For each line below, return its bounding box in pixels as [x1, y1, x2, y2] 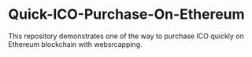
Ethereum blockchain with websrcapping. [8, 39, 143, 48]
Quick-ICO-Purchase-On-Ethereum [8, 5, 246, 23]
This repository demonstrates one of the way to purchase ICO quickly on [8, 31, 244, 41]
